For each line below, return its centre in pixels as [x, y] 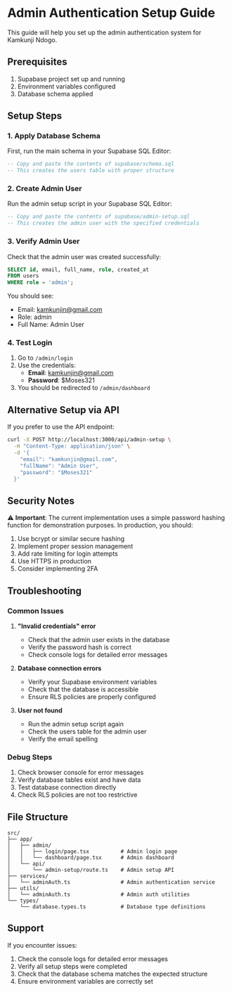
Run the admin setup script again [76, 724]
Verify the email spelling [63, 738]
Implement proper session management [75, 547]
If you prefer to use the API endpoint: [61, 427]
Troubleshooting [45, 590]
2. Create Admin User [45, 189]
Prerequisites [37, 62]
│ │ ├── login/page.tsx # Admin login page [92, 851]
